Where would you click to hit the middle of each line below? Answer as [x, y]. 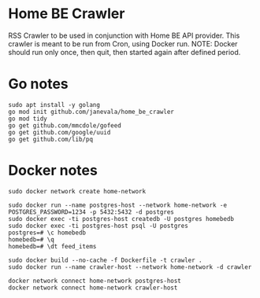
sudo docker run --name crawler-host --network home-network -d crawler [130, 267]
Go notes [38, 84]
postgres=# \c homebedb [47, 233]
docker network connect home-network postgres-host [95, 281]
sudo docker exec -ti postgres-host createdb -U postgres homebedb [121, 219]
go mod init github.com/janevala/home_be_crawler [91, 112]
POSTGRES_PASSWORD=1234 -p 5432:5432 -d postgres [91, 212]
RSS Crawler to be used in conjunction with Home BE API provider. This [124, 35]
